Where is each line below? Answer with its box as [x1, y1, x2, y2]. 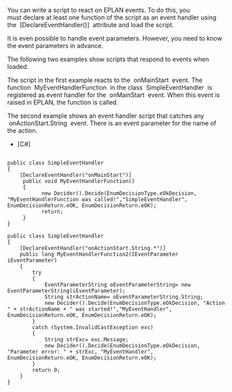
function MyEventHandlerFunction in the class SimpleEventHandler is [7, 84, 213, 91]
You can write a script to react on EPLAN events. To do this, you [7, 6, 190, 14]
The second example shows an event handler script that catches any [7, 111, 205, 120]
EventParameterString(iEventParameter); [7, 288, 126, 295]
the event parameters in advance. [7, 42, 103, 49]
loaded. [7, 63, 29, 70]
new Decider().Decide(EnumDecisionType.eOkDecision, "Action [44, 299, 226, 306]
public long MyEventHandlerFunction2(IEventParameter [19, 251, 179, 258]
